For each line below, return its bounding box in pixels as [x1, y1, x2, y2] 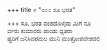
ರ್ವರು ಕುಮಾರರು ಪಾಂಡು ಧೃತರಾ [7, 27, 73, 34]
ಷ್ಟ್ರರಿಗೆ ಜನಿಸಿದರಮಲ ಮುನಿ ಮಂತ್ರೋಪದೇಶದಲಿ [7, 34, 101, 43]
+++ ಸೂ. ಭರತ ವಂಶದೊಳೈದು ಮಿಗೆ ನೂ [7, 20, 91, 27]
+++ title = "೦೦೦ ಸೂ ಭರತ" [7, 6, 75, 14]
